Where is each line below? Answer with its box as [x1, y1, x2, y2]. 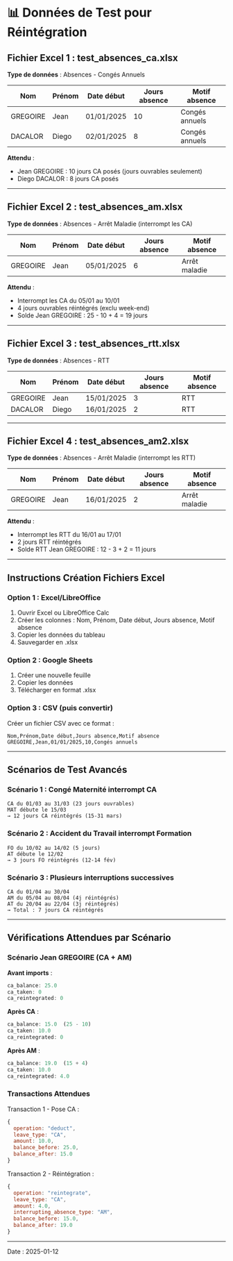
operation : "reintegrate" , [13, 1189, 92, 1196]
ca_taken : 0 [7, 988, 42, 996]
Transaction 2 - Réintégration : [7, 1169, 94, 1178]
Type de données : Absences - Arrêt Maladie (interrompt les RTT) [7, 453, 196, 462]
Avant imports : [7, 969, 53, 977]
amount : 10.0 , [13, 1137, 54, 1145]
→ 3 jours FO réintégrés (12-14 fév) [7, 856, 116, 864]
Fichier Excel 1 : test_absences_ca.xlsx [7, 52, 178, 64]
